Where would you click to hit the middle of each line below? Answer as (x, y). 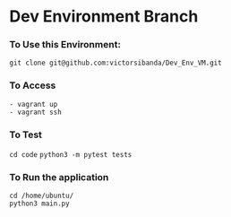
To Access (33, 85)
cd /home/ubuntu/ (42, 196)
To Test (26, 135)
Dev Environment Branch (104, 17)
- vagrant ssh (36, 112)
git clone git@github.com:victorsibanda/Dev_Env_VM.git (115, 63)
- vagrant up (34, 104)
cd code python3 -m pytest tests (71, 155)
